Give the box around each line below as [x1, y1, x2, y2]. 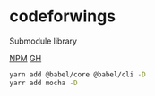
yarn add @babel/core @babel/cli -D [9, 69, 146, 79]
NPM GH [9, 52, 42, 63]
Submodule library [9, 36, 78, 46]
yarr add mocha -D [9, 78, 78, 87]
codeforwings [9, 6, 116, 27]
